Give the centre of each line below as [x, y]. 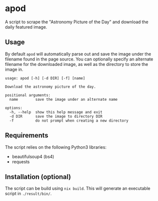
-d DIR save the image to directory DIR [56, 116]
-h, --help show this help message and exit [56, 112]
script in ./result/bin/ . [28, 194]
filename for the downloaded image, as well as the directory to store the [77, 64]
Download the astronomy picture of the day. [50, 87]
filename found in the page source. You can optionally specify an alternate [79, 59]
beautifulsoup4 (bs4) [33, 156]
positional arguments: [28, 95]
